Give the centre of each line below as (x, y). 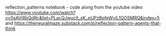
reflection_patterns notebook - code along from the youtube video (74, 7)
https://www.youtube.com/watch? (40, 12)
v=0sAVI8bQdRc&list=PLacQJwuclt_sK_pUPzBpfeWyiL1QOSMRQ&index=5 (82, 18)
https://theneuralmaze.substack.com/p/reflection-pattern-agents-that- (88, 23)
